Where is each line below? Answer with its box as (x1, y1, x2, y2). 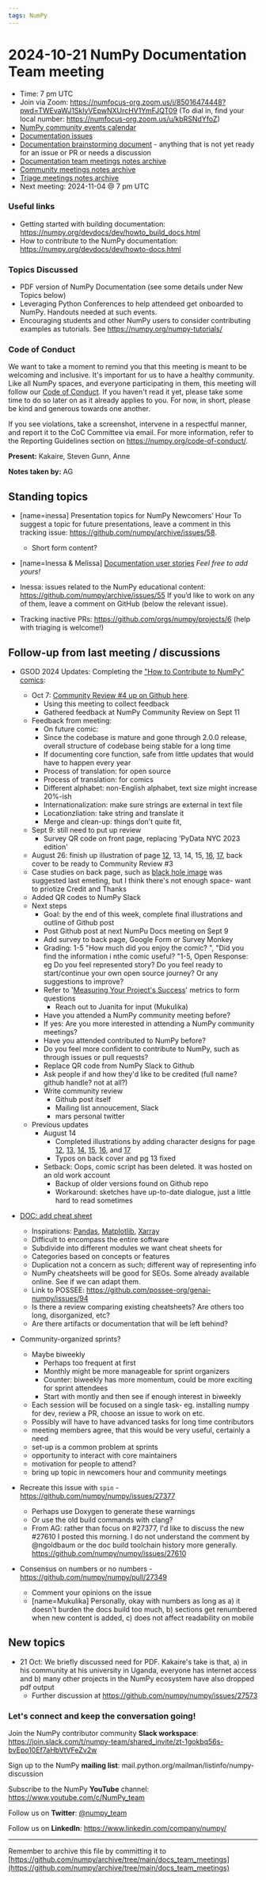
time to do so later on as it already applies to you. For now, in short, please (8, 395, 251, 405)
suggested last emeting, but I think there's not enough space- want (31, 876, 252, 886)
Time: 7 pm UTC (19, 89, 74, 98)
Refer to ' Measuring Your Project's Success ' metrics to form (43, 986, 240, 995)
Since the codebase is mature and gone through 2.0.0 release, (43, 733, 247, 742)
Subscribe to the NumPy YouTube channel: (8, 1784, 149, 1794)
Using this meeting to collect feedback (43, 699, 169, 709)
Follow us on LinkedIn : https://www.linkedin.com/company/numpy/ (8, 1824, 227, 1833)
